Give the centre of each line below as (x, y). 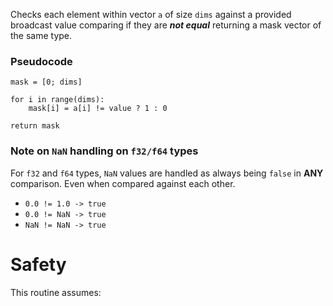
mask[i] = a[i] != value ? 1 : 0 (98, 109)
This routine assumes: (56, 292)
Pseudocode (41, 61)
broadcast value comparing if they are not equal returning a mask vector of (166, 25)
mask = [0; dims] (46, 82)
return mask (35, 126)
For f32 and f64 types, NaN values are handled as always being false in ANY (167, 173)
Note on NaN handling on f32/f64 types (104, 151)
